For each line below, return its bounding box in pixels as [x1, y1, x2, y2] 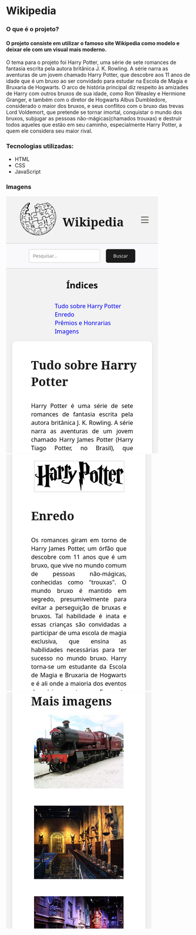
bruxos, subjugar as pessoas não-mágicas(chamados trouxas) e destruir [6, 115, 182, 122]
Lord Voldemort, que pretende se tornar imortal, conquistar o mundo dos [6, 109, 183, 116]
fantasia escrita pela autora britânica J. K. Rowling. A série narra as [6, 65, 168, 72]
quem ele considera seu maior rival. [6, 127, 93, 134]
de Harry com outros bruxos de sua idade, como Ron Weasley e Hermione [6, 90, 186, 97]
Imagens [6, 183, 32, 191]
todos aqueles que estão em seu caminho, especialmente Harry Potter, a [6, 121, 182, 129]
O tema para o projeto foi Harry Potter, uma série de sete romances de [6, 59, 177, 66]
